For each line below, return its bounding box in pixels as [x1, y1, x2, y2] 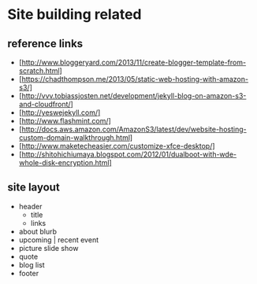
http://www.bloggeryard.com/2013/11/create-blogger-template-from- [21, 57, 246, 67]
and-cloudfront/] [18, 100, 74, 109]
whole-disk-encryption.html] [18, 158, 112, 167]
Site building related [7, 6, 143, 24]
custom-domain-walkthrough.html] [18, 133, 133, 142]
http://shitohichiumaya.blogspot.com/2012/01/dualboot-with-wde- [21, 149, 237, 159]
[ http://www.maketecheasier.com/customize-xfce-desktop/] [18, 142, 215, 150]
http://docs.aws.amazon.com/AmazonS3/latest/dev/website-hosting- [21, 124, 247, 134]
